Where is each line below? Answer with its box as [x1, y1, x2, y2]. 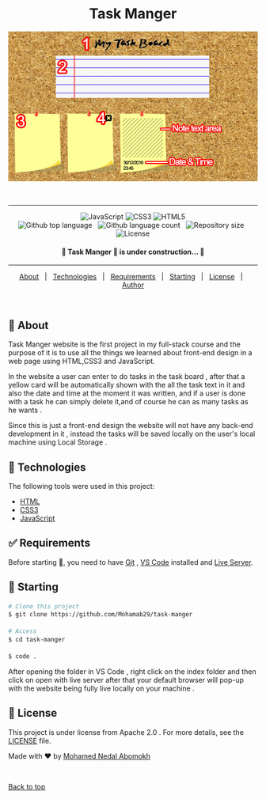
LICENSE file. [8, 736, 51, 745]
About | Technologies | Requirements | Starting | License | [19, 272, 243, 282]
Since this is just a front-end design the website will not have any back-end [8, 421, 253, 430]
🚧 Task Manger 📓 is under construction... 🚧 [61, 247, 205, 256]
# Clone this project [8, 602, 80, 610]
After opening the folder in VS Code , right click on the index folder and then [8, 666, 256, 676]
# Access [8, 627, 37, 635]
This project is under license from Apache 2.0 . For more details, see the [8, 727, 244, 737]
